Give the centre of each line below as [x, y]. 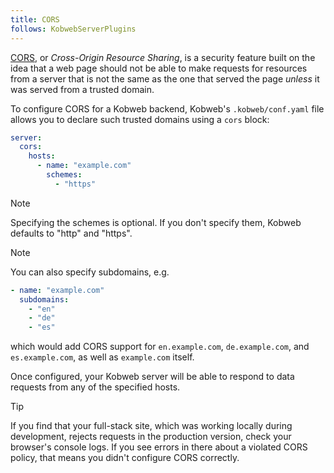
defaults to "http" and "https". [71, 233]
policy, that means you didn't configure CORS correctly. [125, 458]
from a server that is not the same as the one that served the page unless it [165, 78]
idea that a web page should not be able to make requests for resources [159, 68]
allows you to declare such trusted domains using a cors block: [140, 119]
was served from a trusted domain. [82, 89]
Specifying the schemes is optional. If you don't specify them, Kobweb [156, 222]
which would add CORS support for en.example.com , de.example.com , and [160, 347]
